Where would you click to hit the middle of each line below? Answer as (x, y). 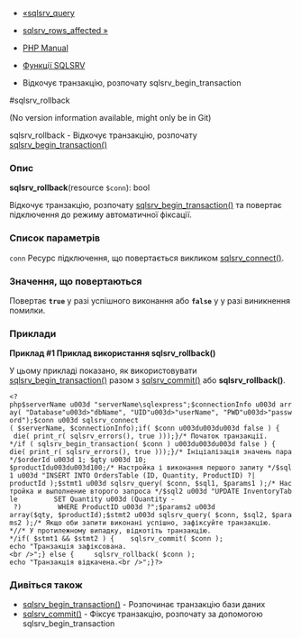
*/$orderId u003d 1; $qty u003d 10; (78, 460)
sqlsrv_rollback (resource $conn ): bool (80, 187)
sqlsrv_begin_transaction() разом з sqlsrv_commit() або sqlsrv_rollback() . (147, 380)
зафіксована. (102, 547)
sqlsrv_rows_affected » (65, 30)
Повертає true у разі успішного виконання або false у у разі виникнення (150, 300)
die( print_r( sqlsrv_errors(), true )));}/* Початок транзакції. (141, 436)
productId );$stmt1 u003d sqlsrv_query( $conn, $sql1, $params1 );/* (143, 484)
